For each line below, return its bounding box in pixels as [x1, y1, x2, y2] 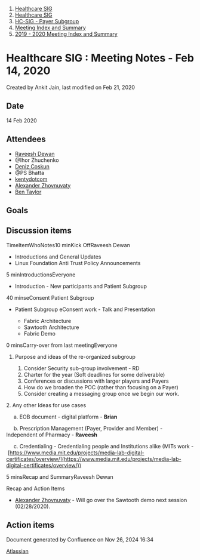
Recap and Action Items [6, 485, 65, 492]
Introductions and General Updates [14, 253, 101, 260]
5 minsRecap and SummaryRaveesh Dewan [6, 473, 113, 480]
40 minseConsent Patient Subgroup [6, 294, 94, 301]
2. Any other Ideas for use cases [6, 401, 87, 408]
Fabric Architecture [23, 317, 72, 324]
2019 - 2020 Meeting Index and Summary [14, 30, 118, 38]
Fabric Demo [23, 330, 56, 337]
